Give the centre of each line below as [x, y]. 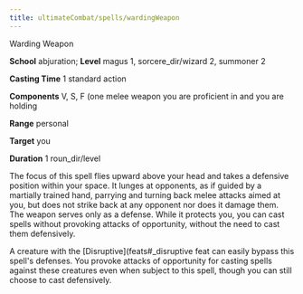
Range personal [39, 123]
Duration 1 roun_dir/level [55, 158]
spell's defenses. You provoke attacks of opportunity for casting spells [141, 261]
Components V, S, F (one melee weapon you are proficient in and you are [147, 96]
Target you [30, 140]
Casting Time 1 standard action [68, 79]
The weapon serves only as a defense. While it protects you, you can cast [147, 214]
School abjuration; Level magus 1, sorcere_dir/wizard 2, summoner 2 [137, 61]
